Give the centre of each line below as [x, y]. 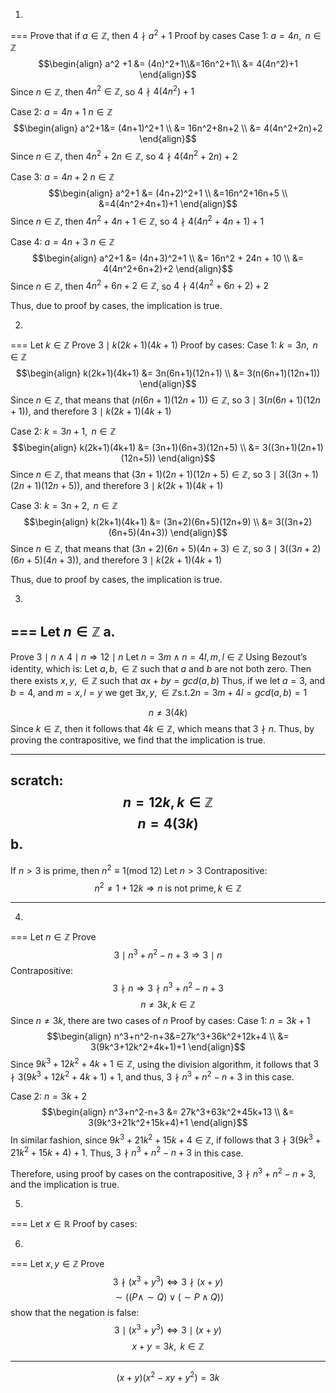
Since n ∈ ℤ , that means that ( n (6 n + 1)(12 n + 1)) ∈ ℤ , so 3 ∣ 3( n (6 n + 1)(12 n [165, 400]
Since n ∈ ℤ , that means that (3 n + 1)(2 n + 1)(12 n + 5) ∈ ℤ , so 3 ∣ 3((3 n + [160, 475]
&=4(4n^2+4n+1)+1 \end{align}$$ [168, 203]
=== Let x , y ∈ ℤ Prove [57, 1263]
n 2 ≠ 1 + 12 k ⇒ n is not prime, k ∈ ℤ [168, 887]
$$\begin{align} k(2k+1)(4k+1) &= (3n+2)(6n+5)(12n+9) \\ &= [148, 522]
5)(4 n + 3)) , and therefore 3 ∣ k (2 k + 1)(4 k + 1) [128, 560]
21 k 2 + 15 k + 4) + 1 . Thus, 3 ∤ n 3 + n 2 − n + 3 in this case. [127, 1152]
